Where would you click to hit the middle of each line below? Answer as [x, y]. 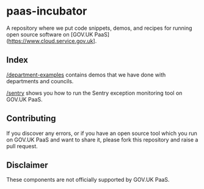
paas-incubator [47, 11]
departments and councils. [40, 81]
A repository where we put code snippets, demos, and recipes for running [99, 28]
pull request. [22, 146]
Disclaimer [27, 165]
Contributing [31, 119]
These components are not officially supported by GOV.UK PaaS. [88, 180]
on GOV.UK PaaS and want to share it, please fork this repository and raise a [102, 139]
